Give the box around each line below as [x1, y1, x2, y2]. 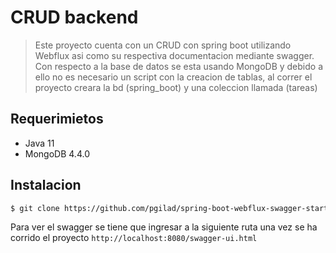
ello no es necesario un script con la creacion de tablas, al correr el [34, 71, 313, 83]
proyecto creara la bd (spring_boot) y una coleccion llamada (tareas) [34, 81, 318, 93]
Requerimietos [10, 111, 104, 128]
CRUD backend [10, 6, 139, 29]
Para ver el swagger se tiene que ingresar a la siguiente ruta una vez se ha [10, 221, 318, 233]
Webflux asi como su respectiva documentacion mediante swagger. [34, 49, 315, 61]
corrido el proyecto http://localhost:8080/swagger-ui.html [10, 232, 258, 244]
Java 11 [24, 137, 55, 149]
